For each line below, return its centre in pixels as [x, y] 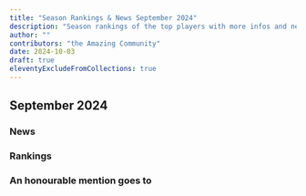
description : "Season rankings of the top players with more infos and [148, 26]
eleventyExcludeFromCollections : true [83, 69]
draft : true [32, 60]
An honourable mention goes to [81, 181]
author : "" [30, 35]
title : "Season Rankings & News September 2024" [103, 18]
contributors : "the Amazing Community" [85, 43]
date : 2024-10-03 [42, 52]
